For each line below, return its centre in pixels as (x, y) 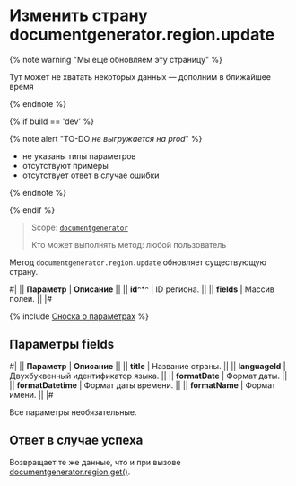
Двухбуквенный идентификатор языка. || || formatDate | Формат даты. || (148, 376)
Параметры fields (62, 345)
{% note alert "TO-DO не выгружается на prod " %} (106, 138)
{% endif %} (32, 210)
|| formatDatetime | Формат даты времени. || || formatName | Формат (143, 385)
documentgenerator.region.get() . (70, 472)
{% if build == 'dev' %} (52, 121)
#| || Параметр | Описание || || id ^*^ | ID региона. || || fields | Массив (142, 289)
